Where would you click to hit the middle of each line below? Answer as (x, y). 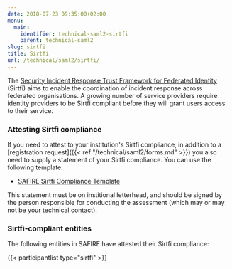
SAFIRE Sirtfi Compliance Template (69, 181)
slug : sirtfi (27, 47)
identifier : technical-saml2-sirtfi (74, 34)
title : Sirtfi (28, 54)
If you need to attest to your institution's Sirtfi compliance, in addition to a (115, 145)
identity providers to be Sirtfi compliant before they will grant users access (116, 103)
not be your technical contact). (53, 210)
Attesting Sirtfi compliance (55, 129)
